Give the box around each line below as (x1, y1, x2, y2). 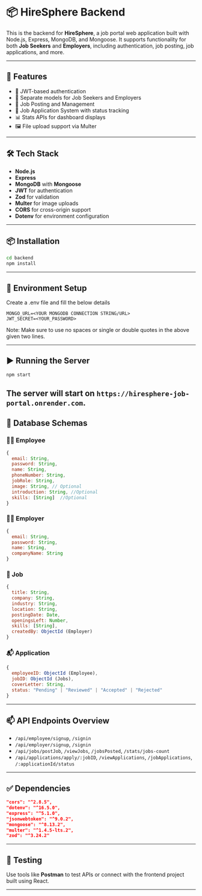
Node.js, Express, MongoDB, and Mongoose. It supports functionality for (6, 35, 186, 43)
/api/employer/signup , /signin (14, 741, 91, 748)
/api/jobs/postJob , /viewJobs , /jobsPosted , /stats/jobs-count (14, 747, 170, 755)
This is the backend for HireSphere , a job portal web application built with (6, 29, 189, 37)
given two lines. (6, 333, 45, 340)
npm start (6, 372, 31, 378)
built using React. (6, 877, 49, 885)
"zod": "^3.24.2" (6, 833, 50, 839)
